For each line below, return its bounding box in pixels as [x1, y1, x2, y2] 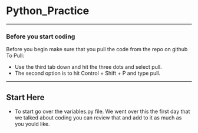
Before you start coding [6, 32, 75, 41]
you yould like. [14, 121, 50, 128]
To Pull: [6, 52, 25, 59]
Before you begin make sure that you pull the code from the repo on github [6, 46, 188, 53]
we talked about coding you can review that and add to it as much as [14, 114, 182, 121]
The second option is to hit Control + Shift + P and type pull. [14, 69, 161, 77]
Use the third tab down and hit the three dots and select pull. [14, 64, 162, 71]
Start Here [6, 92, 45, 102]
